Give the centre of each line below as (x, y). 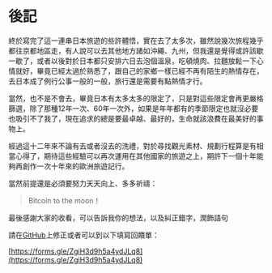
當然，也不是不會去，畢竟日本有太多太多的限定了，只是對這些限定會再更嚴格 (136, 98)
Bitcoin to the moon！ (64, 200)
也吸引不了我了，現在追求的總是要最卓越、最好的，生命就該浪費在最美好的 (132, 118)
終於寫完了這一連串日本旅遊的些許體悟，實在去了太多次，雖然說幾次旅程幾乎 (136, 41)
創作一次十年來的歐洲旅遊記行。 (76, 166)
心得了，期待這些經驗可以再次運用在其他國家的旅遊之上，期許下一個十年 (136, 156)
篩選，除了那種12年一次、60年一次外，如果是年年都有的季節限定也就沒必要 (134, 108)
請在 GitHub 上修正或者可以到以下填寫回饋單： (84, 235)
